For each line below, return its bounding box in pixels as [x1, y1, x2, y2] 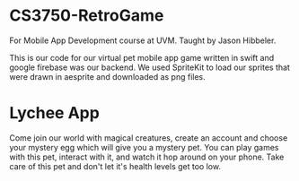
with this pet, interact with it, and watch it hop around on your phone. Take [9, 151, 285, 162]
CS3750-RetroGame [9, 5, 164, 26]
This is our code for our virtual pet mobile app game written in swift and [9, 52, 275, 63]
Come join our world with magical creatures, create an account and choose [9, 132, 288, 143]
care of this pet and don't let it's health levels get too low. [9, 160, 222, 171]
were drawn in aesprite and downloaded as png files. [9, 71, 207, 82]
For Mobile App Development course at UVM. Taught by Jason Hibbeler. [9, 35, 277, 46]
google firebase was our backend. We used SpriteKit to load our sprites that [9, 62, 290, 73]
